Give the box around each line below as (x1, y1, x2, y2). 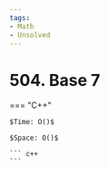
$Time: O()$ (9, 118, 54, 127)
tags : (9, 13, 30, 23)
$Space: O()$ (9, 133, 59, 143)
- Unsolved (9, 30, 51, 39)
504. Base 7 (9, 69, 101, 90)
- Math (9, 22, 35, 31)
